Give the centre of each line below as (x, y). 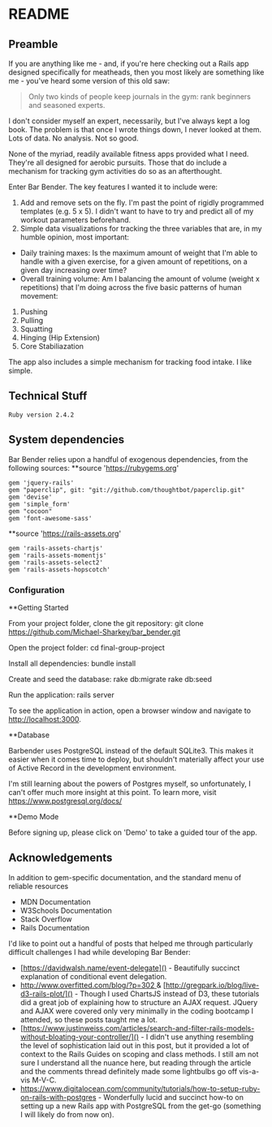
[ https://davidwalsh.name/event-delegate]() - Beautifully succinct (130, 968)
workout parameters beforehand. (76, 220)
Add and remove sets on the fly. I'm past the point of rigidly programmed (142, 203)
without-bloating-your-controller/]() (80, 1037)
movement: (39, 296)
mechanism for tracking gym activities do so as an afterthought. (115, 171)
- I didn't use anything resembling (197, 1037)
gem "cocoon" (30, 511)
